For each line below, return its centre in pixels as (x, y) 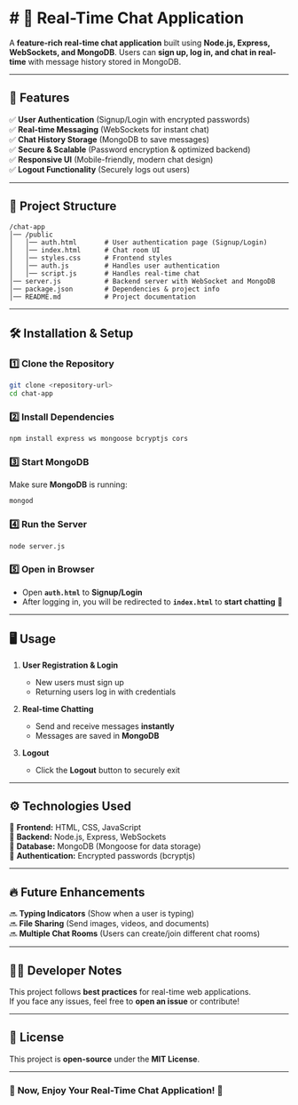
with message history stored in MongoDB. (105, 61)
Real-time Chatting (58, 709)
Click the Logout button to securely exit (107, 770)
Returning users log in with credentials (106, 692)
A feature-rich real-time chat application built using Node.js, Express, (140, 43)
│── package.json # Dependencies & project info (114, 289)
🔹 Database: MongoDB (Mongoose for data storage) (105, 846)
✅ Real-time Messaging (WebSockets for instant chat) (110, 129)
